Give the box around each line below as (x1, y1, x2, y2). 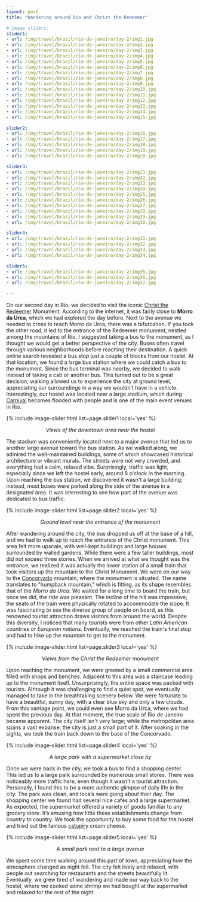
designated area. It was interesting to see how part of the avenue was (6, 489, 178, 496)
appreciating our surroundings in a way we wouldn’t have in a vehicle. (6, 384, 178, 391)
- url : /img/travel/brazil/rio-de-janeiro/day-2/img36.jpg (6, 274, 156, 280)
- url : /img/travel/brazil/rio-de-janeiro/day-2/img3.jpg (6, 47, 153, 54)
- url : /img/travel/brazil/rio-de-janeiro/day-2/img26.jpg (6, 197, 156, 203)
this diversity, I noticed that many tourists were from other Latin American (6, 619, 188, 626)
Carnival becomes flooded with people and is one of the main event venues (6, 397, 192, 404)
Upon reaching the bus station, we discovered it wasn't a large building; (6, 476, 183, 484)
